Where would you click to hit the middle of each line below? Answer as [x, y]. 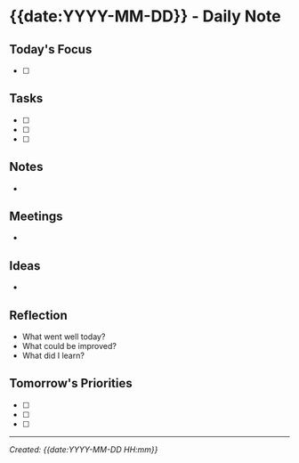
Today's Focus [51, 49]
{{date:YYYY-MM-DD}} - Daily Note [145, 16]
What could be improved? [69, 346]
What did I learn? [53, 356]
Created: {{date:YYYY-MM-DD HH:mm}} [84, 449]
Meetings [36, 217]
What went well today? [64, 337]
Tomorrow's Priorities [71, 383]
